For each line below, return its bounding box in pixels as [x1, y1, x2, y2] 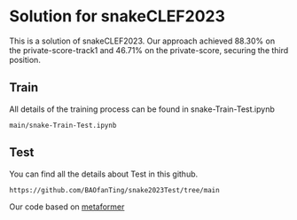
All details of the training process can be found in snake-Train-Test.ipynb [9, 104, 275, 114]
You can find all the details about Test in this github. [9, 169, 199, 179]
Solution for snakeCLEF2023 [9, 6, 226, 27]
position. [9, 54, 42, 65]
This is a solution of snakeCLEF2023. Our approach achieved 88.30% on [9, 35, 276, 46]
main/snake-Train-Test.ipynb [9, 121, 117, 130]
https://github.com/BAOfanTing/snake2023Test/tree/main [9, 185, 220, 194]
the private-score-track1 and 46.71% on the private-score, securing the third [9, 44, 289, 55]
